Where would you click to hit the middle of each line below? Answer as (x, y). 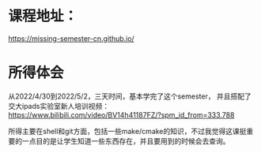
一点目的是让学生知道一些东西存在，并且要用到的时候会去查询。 (126, 141)
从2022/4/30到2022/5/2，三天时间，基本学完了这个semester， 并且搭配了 (130, 96)
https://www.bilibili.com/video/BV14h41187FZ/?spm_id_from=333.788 (121, 114)
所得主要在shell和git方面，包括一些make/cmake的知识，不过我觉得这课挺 (127, 131)
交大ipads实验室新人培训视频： (59, 106)
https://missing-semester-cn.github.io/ (71, 38)
